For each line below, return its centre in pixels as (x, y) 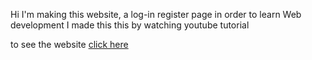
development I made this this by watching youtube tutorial (130, 25)
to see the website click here (69, 44)
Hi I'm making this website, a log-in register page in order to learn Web (156, 14)
